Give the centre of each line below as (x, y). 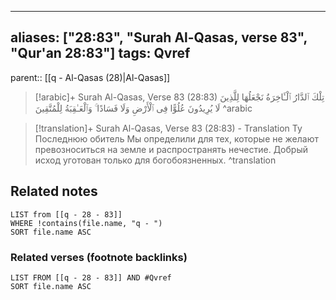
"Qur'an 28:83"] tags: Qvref (100, 53)
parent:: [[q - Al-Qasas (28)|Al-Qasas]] (90, 77)
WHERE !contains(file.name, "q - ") (86, 223)
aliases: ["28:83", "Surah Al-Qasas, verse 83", (159, 37)
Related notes (54, 191)
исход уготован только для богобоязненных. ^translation (155, 160)
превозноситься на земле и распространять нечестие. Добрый (171, 149)
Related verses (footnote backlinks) (99, 257)
